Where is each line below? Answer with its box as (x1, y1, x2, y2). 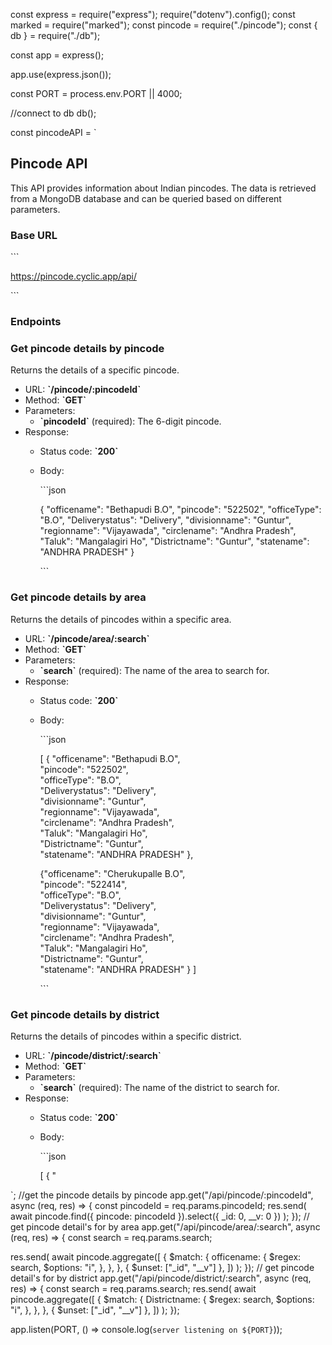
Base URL (10, 228, 58, 242)
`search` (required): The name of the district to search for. (39, 1081, 280, 1093)
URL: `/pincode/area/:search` (24, 632, 150, 644)
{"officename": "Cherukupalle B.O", (39, 867, 186, 879)
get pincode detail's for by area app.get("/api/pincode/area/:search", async (10, 1220, 321, 1233)
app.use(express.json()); (10, 69, 112, 80)
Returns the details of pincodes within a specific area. (10, 613, 232, 625)
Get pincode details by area (10, 590, 147, 604)
